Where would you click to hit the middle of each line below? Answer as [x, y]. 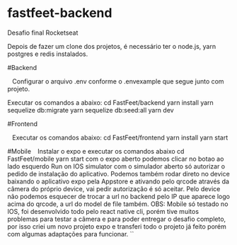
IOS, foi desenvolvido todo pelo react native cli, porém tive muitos [103, 211]
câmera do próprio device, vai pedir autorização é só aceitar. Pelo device [114, 188]
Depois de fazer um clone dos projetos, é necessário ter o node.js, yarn [112, 46]
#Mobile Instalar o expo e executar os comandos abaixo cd [96, 151]
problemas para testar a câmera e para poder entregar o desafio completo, [117, 219]
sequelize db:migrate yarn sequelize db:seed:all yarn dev [91, 110]
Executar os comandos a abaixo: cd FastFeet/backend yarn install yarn [110, 102]
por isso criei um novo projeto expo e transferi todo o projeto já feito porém [117, 226]
